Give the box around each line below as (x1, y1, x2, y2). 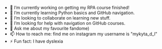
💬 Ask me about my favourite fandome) (9, 25, 90, 31)
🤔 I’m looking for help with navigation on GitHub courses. (9, 20, 126, 26)
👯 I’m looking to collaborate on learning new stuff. (9, 15, 111, 21)
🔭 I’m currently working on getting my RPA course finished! (9, 5, 130, 10)
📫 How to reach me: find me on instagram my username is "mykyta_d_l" (9, 31, 158, 37)
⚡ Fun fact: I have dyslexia (9, 38, 63, 44)
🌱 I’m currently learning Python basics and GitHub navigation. (9, 10, 135, 16)
